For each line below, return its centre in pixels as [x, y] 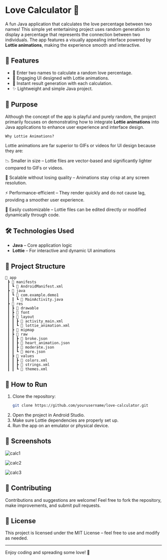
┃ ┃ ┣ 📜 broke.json [28, 339]
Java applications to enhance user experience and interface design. [75, 127]
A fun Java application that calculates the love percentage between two [79, 24]
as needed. [17, 538]
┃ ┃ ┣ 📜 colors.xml [28, 361]
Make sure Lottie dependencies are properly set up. [65, 420]
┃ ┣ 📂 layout [21, 317]
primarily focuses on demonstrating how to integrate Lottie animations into [82, 122]
